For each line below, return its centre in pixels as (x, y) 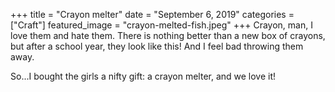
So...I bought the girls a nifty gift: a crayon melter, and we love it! (143, 76)
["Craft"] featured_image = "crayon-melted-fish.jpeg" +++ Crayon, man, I (161, 25)
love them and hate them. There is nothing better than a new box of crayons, (168, 35)
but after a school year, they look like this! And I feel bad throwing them (157, 46)
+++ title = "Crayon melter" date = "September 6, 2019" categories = (152, 14)
